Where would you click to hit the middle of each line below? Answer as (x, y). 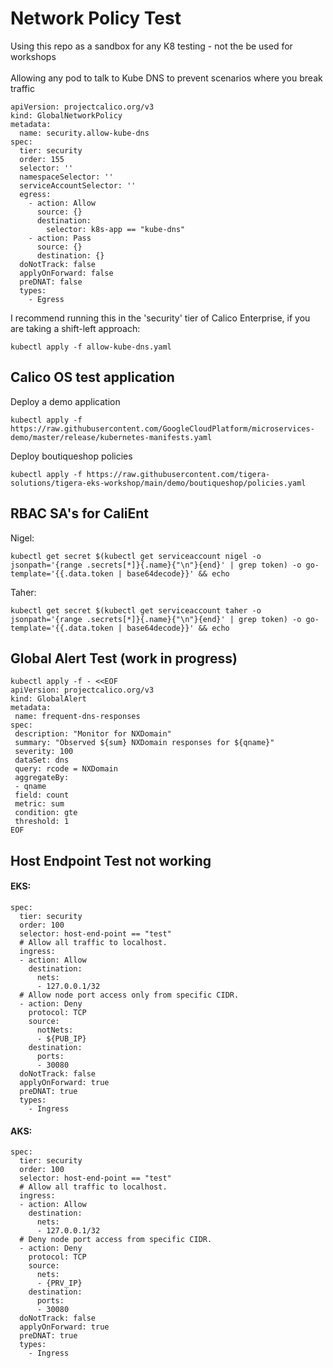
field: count (42, 795)
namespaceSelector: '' (66, 177)
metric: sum (39, 804)
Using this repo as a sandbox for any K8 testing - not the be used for (151, 46)
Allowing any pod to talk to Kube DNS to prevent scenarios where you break (166, 78)
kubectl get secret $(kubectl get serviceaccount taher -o (136, 610)
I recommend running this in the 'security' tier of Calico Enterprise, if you (160, 318)
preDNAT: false (51, 282)
